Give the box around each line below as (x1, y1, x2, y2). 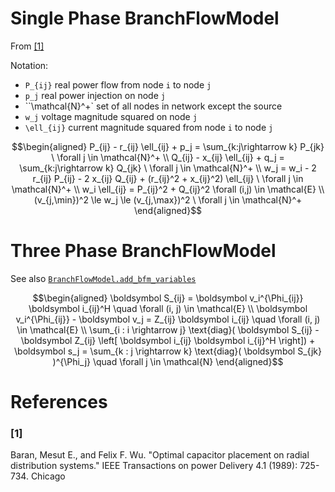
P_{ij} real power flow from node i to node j (24, 78, 212, 91)
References (10, 391, 108, 414)
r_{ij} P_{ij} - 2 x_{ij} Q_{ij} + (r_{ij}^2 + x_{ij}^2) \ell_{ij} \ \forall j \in (32, 172, 304, 184)
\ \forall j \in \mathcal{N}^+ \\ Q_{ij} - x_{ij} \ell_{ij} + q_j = (51, 151, 285, 163)
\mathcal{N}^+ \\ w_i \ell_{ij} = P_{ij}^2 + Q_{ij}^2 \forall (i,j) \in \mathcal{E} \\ (11, 183, 325, 195)
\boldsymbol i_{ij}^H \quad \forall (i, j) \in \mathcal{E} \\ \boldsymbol (28, 302, 308, 314)
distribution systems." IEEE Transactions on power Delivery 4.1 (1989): (10, 460, 298, 472)
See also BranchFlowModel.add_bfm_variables (10, 272, 197, 284)
